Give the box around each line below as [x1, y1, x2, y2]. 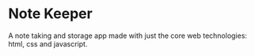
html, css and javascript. [8, 39, 88, 48]
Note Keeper [8, 5, 93, 23]
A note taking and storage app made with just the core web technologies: [8, 31, 248, 40]
